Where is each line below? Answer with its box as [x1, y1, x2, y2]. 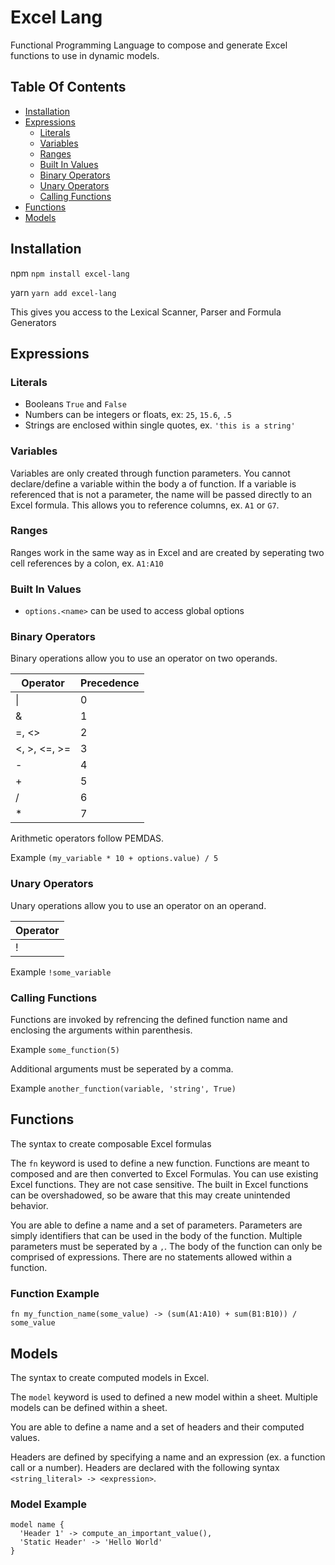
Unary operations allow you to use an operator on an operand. [10, 899, 267, 911]
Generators [10, 316, 57, 328]
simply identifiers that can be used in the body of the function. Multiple [10, 1229, 303, 1241]
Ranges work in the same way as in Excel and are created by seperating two [10, 546, 325, 558]
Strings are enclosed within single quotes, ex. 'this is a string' [24, 419, 296, 431]
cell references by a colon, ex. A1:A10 [10, 557, 164, 569]
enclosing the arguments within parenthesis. [10, 1024, 193, 1036]
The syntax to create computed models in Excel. [10, 1371, 210, 1383]
